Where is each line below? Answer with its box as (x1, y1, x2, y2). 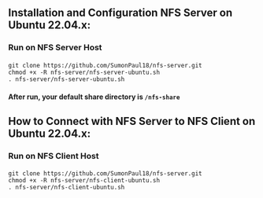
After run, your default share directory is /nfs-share (8, 92, 180, 101)
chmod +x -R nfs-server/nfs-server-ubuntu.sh (8, 68, 160, 76)
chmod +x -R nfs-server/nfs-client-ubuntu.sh (8, 177, 160, 185)
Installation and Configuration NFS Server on (8, 6, 233, 20)
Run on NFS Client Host (8, 150, 99, 161)
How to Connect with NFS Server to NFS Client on (8, 114, 256, 128)
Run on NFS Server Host (8, 42, 102, 53)
